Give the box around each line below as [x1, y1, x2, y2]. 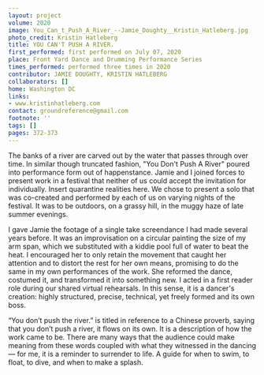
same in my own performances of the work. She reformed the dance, [8, 266, 232, 276]
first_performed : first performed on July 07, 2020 [8, 48, 181, 56]
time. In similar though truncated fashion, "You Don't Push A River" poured [8, 159, 250, 168]
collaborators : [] [8, 77, 69, 85]
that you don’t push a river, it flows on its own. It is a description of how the [8, 324, 252, 333]
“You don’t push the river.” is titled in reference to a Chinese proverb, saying [8, 315, 255, 324]
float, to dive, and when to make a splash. [8, 357, 143, 367]
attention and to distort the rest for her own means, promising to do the [8, 258, 239, 268]
